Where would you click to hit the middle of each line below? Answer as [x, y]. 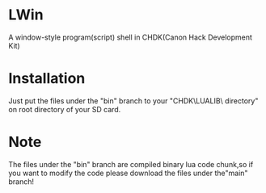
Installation [47, 79]
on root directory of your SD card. [65, 109]
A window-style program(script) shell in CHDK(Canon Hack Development [131, 37]
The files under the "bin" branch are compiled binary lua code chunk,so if [131, 164]
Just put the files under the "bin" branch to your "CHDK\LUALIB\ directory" [133, 101]
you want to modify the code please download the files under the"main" [128, 173]
